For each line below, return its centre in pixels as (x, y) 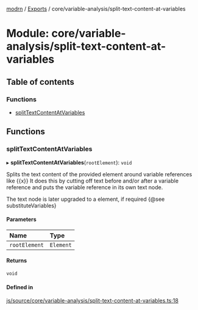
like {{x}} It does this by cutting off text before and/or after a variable (92, 181)
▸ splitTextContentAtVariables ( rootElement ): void (69, 162)
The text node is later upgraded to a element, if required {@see (86, 199)
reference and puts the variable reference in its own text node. (85, 187)
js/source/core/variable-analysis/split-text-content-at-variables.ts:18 (92, 301)
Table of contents (40, 82)
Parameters (21, 220)
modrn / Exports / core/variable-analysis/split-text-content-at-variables (96, 9)
